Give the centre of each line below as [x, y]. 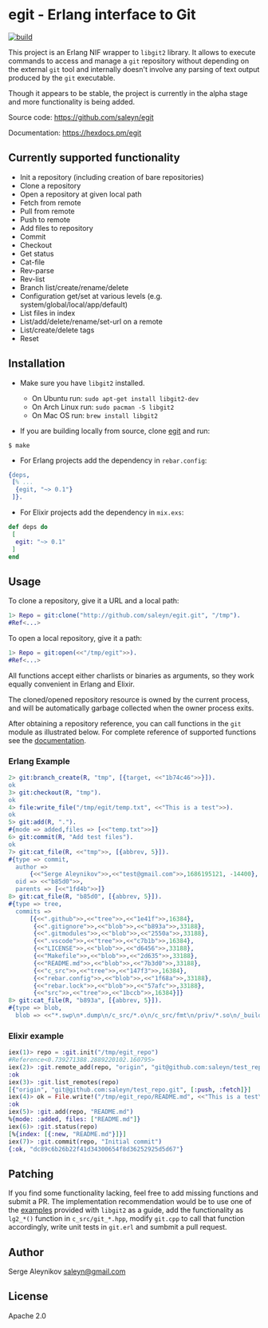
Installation [37, 364]
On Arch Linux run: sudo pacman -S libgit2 [103, 407]
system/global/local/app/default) [74, 304]
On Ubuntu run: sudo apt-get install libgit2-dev [115, 398]
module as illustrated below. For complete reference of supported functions [132, 732]
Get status [37, 253]
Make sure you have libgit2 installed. [82, 383]
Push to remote [45, 219]
